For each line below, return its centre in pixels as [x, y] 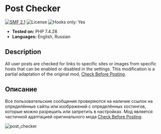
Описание [21, 89]
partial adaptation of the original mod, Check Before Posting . [65, 74]
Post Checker [33, 9]
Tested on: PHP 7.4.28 [34, 31]
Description [23, 52]
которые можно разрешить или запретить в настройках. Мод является [79, 111]
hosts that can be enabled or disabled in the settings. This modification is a [80, 69]
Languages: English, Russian [41, 37]
